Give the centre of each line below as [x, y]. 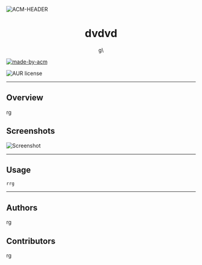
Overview [25, 98]
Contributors [31, 241]
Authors [22, 208]
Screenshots [31, 131]
